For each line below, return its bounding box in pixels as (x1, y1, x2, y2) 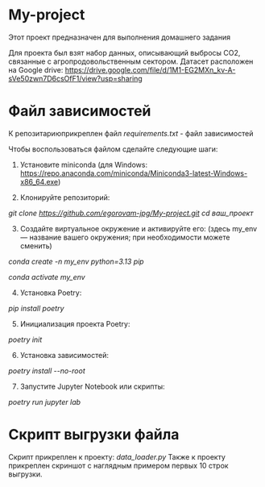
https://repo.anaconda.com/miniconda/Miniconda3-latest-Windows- (19, 168, 248, 178)
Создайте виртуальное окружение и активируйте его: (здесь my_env (19, 223, 258, 233)
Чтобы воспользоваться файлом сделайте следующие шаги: (8, 144, 218, 154)
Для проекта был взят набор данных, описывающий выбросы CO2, (8, 48, 241, 57)
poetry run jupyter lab (8, 397, 81, 406)
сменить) (19, 240, 52, 251)
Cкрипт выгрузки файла (8, 426, 180, 444)
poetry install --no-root (8, 365, 86, 376)
